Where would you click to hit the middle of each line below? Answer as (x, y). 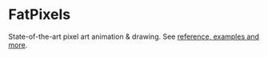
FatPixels (39, 15)
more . (18, 44)
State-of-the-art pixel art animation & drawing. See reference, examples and (134, 36)
